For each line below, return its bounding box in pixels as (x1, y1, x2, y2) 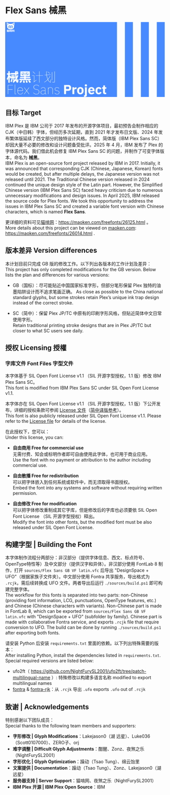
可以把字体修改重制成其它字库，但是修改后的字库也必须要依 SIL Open (12, 507, 158, 513)
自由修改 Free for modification (12, 501, 77, 507)
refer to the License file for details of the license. (5, 418, 107, 424)
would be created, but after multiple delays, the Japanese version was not (5, 171, 160, 177)
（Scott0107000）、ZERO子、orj (12, 740, 79, 746)
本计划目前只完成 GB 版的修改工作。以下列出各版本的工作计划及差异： (5, 260, 152, 267)
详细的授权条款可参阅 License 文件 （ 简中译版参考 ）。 (14, 407, 124, 413)
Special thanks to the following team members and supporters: (5, 723, 137, 729)
